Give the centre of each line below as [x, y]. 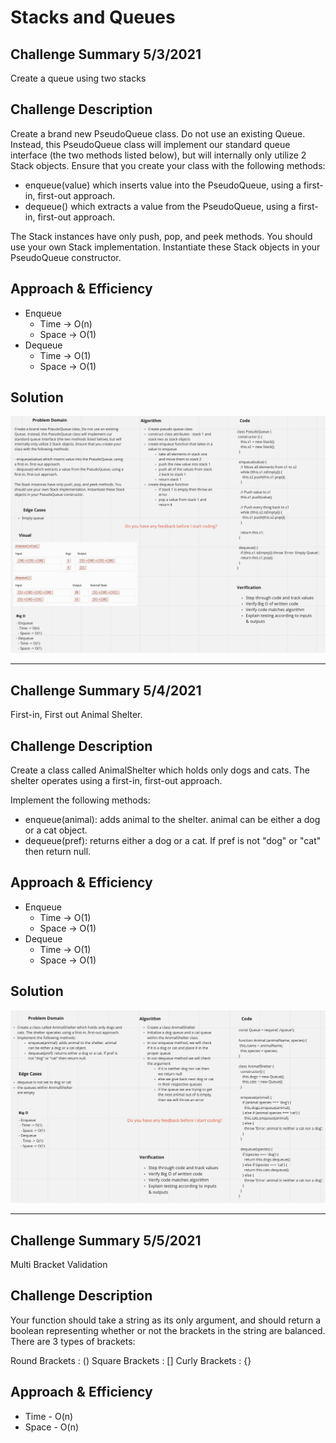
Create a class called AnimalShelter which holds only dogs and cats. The [160, 770]
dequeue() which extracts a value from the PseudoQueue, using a [160, 206]
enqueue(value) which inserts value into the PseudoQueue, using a [163, 185]
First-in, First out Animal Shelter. [76, 715]
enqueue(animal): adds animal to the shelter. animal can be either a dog [172, 820]
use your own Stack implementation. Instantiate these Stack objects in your [165, 247]
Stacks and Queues [93, 17]
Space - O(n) [52, 1427]
